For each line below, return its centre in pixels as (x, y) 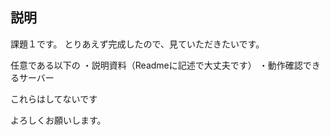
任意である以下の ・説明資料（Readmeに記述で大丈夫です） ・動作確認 (156, 65)
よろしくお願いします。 (58, 120)
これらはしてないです (54, 99)
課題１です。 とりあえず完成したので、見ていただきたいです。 (137, 44)
